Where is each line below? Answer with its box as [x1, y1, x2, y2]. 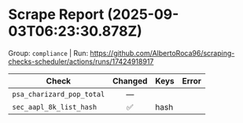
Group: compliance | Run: [8, 48, 89, 58]
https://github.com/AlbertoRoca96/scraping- [90, 48, 235, 58]
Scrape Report [8, 6, 105, 24]
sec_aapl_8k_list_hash [12, 102, 97, 111]
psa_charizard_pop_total [12, 89, 105, 99]
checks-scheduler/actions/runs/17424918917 [8, 57, 154, 66]
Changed [112, 75, 148, 86]
